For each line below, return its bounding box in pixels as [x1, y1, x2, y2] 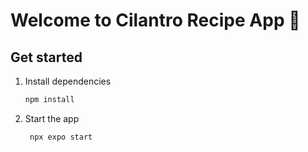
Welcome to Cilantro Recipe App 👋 [10, 9, 301, 32]
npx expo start [29, 132, 93, 142]
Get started [10, 49, 83, 66]
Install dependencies [24, 75, 112, 87]
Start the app [24, 112, 80, 124]
